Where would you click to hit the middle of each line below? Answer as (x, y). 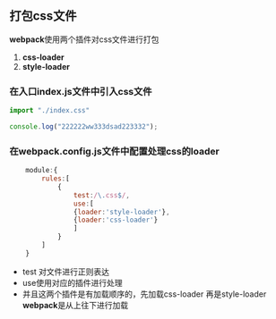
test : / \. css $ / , (101, 195)
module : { (42, 171)
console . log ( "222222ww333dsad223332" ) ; (84, 126)
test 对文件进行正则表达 (66, 272)
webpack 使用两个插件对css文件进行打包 (84, 39)
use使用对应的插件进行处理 (72, 282)
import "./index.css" (50, 111)
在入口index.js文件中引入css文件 (81, 91)
